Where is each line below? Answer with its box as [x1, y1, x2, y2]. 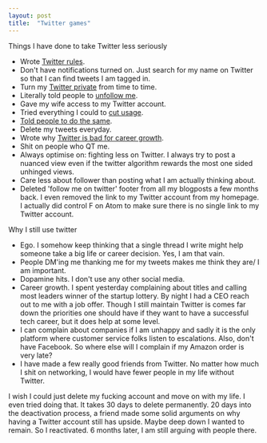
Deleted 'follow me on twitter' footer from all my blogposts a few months [19, 184, 259, 193]
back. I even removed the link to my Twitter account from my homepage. [19, 192, 260, 202]
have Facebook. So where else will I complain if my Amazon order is [19, 342, 245, 351]
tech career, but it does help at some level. [19, 316, 161, 326]
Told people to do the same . [19, 116, 113, 125]
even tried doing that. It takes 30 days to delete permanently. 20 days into [8, 400, 252, 409]
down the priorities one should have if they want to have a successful [19, 308, 249, 318]
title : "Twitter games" [8, 19, 91, 27]
